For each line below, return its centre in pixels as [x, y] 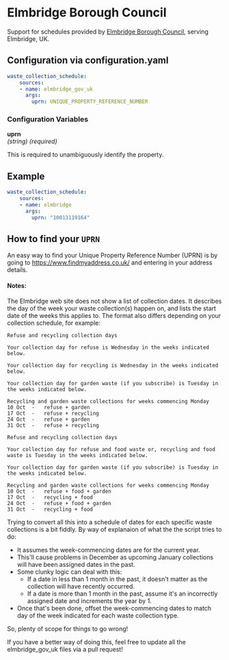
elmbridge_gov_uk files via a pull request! [65, 649]
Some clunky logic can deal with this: [69, 572]
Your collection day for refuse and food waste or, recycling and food [111, 449]
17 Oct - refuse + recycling [53, 413]
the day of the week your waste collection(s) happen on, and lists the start [112, 308]
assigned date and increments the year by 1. [89, 600]
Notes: [17, 286]
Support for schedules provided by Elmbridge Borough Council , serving [108, 32]
